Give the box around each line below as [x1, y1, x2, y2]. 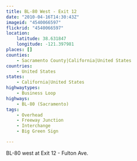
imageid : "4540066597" [6, 19, 61, 25]
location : [6, 30, 30, 36]
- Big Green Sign [16, 128, 59, 135]
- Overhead [16, 112, 43, 118]
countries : [6, 63, 33, 69]
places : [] [6, 47, 33, 53]
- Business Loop [16, 90, 57, 96]
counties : [6, 52, 30, 58]
